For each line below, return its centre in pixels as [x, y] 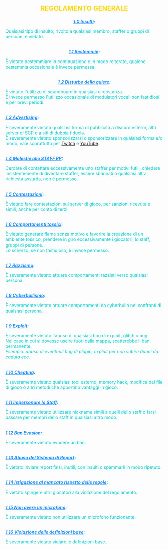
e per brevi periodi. [25, 102]
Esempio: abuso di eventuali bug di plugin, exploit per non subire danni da [82, 352]
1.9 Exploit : [17, 326]
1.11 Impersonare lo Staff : [32, 402]
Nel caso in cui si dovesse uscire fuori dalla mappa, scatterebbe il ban [77, 341]
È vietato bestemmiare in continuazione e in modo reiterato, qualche [76, 62]
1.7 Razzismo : [20, 265]
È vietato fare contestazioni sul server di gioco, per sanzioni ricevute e [78, 204]
